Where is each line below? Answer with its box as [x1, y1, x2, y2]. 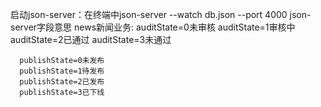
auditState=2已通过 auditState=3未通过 [10, 34, 172, 45]
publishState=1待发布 [19, 66, 105, 76]
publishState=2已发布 [19, 77, 105, 87]
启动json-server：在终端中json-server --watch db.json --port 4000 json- [10, 9, 312, 20]
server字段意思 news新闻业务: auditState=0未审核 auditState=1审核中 [10, 21, 296, 33]
